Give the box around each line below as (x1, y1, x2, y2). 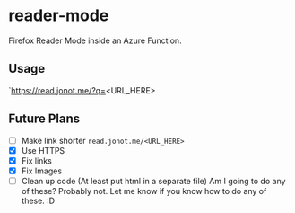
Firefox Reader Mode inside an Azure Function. (8, 35, 182, 46)
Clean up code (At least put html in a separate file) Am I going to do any (21, 175, 286, 186)
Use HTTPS (21, 145, 65, 155)
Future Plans (8, 111, 81, 127)
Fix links (21, 155, 53, 166)
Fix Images (21, 165, 63, 176)
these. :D (21, 195, 56, 206)
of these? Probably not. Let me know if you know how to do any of (21, 185, 267, 196)
